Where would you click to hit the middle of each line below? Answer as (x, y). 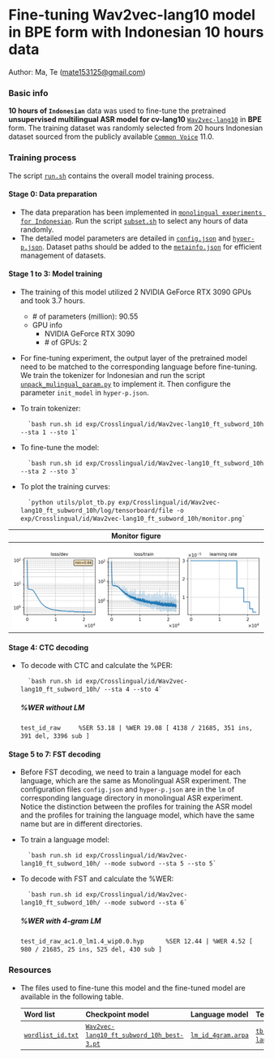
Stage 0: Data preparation (53, 194)
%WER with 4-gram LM (60, 921)
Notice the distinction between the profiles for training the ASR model (136, 807)
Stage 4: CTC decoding (49, 647)
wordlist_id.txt (51, 1035)
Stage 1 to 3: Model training (56, 274)
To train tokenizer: (50, 408)
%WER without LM (52, 707)
